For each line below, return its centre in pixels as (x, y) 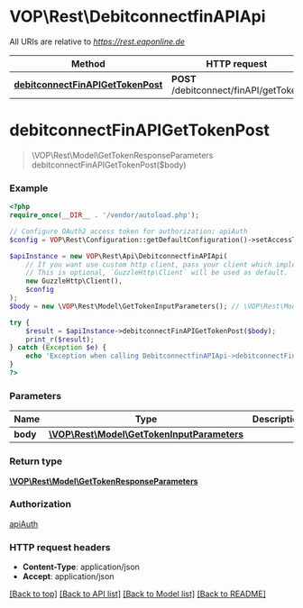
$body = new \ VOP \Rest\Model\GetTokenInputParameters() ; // (125, 306)
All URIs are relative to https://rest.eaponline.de (97, 41)
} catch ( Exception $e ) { (58, 348)
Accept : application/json (68, 576)
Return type (36, 461)
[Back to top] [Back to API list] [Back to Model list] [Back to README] (138, 594)
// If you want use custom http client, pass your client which (149, 264)
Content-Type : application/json (81, 567)
